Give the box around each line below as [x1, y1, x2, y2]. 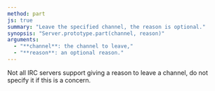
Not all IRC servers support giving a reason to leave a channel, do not [7, 68, 209, 77]
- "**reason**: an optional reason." [13, 50, 124, 57]
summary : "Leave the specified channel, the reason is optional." [7, 23, 206, 30]
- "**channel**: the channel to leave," [13, 43, 133, 50]
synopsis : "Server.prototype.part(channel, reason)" [7, 29, 165, 37]
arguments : [7, 36, 39, 43]
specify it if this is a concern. [7, 76, 91, 84]
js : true [7, 17, 33, 24]
